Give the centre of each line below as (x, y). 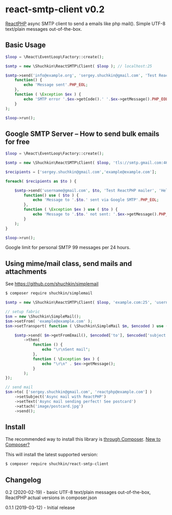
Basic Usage (26, 45)
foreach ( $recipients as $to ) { (41, 181)
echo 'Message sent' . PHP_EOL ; (56, 85)
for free (17, 142)
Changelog (23, 480)
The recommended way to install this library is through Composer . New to (83, 439)
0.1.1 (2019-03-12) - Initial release (40, 508)
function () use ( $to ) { (51, 195)
